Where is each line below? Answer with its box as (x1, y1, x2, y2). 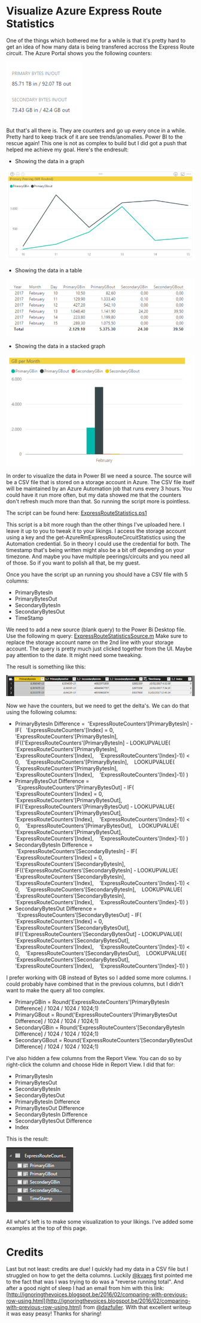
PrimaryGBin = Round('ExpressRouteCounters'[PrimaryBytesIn (14, 998, 170, 1006)
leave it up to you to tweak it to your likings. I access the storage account (6, 527, 187, 535)
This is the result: (6, 1135, 49, 1142)
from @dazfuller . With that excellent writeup (83, 1303, 192, 1310)
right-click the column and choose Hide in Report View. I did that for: (6, 1061, 175, 1068)
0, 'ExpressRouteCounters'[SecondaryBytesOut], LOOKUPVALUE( (14, 949, 187, 956)
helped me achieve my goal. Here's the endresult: (6, 146, 129, 153)
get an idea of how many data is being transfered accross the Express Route (6, 43, 194, 50)
